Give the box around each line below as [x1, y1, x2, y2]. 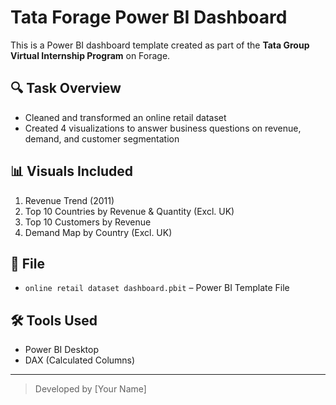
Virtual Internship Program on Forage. [10, 49, 171, 61]
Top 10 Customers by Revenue [24, 216, 152, 228]
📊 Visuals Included [10, 163, 133, 180]
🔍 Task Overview [10, 80, 122, 97]
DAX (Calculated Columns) [24, 354, 136, 366]
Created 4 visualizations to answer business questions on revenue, [24, 122, 302, 134]
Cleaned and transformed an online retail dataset [24, 111, 227, 123]
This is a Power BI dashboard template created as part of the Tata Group [10, 39, 310, 51]
